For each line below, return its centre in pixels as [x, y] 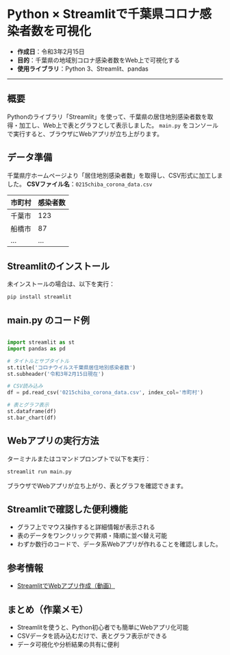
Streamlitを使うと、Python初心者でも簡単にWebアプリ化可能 [103, 627]
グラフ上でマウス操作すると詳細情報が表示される [86, 527]
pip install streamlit [39, 297]
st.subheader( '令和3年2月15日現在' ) [56, 374]
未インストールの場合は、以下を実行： [61, 284]
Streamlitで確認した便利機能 [67, 509]
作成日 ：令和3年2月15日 [51, 51]
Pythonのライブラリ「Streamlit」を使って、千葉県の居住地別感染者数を [107, 117]
